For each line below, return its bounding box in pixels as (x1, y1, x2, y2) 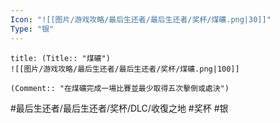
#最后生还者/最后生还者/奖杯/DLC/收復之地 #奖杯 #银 (10, 102, 229, 114)
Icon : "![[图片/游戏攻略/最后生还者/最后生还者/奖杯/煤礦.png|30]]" (10, 14, 272, 25)
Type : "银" (10, 24, 55, 34)
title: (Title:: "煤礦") (10, 53, 111, 63)
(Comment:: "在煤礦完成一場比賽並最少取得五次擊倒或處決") (10, 83, 230, 93)
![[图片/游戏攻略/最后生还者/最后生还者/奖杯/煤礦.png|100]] (10, 64, 240, 74)
